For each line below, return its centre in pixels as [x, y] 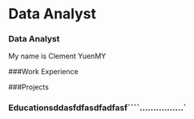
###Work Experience [43, 72]
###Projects [29, 87]
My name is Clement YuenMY [57, 56]
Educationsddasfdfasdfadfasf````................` [97, 108]
